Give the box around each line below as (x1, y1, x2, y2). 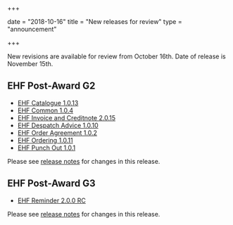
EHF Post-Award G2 (7, 80, 96, 92)
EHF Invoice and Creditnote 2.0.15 (17, 113, 116, 122)
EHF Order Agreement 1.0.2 (17, 128, 97, 137)
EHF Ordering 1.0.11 (17, 136, 73, 144)
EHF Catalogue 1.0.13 (17, 98, 79, 107)
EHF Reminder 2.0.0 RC (17, 196, 87, 205)
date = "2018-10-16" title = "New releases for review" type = (7, 18, 182, 25)
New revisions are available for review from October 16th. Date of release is (7, 52, 227, 60)
